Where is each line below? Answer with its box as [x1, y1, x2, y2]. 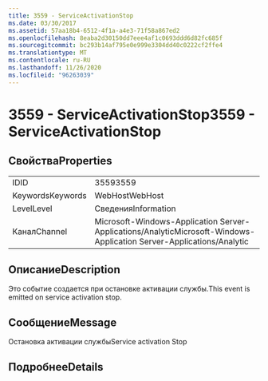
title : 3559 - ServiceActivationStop [8, 11, 134, 20]
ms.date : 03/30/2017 [8, 19, 77, 27]
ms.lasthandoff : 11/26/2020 [8, 64, 102, 72]
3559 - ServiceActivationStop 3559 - [8, 105, 255, 124]
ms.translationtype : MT [8, 49, 88, 57]
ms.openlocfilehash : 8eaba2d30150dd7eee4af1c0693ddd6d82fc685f [8, 34, 223, 42]
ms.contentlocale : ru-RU [8, 57, 91, 65]
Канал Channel [12, 225, 68, 236]
